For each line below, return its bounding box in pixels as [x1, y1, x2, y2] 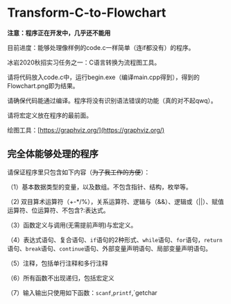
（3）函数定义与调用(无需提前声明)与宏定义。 [7, 221, 137, 229]
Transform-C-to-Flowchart [7, 5, 166, 21]
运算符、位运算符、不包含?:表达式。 [7, 206, 110, 214]
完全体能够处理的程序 [7, 148, 99, 160]
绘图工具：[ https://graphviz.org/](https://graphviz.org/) [7, 126, 165, 134]
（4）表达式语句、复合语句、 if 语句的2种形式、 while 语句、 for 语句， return [7, 235, 223, 244]
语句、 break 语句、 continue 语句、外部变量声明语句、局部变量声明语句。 [7, 244, 212, 253]
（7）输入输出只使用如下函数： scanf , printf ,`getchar [7, 288, 157, 296]
